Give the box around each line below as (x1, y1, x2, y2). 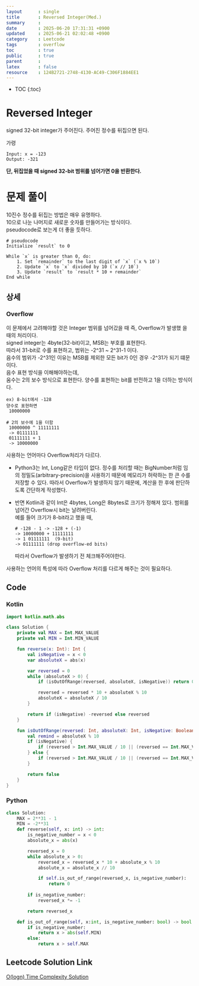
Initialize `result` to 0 (6, 243, 70, 249)
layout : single (6, 8, 60, 15)
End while (6, 274, 31, 281)
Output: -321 (6, 157, 38, 163)
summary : (6, 20, 41, 26)
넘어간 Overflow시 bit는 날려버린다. (14, 506, 98, 513)
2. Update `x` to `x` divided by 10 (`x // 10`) (17, 264, 139, 270)
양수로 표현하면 (6, 403, 37, 409)
